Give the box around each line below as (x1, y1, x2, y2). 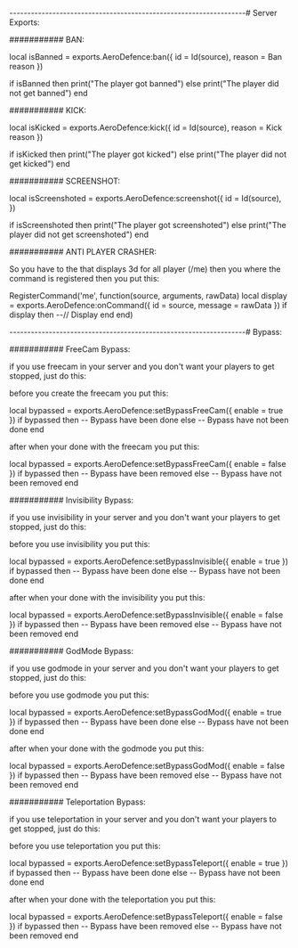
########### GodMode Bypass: (9, 646, 134, 656)
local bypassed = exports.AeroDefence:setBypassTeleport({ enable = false (9, 911, 283, 921)
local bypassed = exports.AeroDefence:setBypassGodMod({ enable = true (9, 707, 282, 717)
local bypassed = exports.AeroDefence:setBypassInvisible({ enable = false (9, 609, 284, 620)
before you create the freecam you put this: (9, 388, 169, 398)
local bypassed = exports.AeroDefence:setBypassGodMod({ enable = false (9, 761, 286, 771)
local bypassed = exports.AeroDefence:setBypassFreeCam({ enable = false (9, 459, 286, 469)
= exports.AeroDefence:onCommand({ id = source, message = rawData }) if (9, 300, 287, 310)
